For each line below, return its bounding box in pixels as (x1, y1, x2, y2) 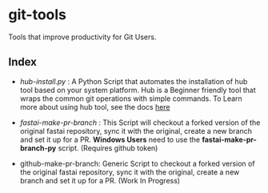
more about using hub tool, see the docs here (19, 102, 170, 111)
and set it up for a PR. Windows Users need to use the (19, 135, 201, 144)
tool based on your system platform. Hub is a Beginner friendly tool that (19, 85, 256, 94)
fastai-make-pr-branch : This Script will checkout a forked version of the (19, 118, 261, 127)
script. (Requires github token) (58, 143, 158, 153)
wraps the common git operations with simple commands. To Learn (19, 94, 242, 103)
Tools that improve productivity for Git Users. (8, 32, 157, 42)
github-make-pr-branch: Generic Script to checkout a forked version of (19, 159, 255, 168)
